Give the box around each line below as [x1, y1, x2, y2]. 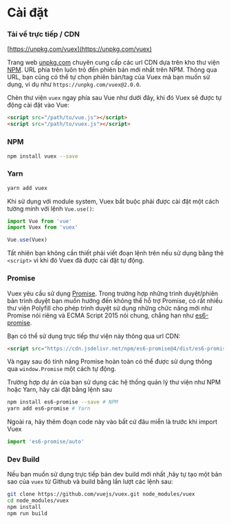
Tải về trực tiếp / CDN [7, 30, 80, 39]
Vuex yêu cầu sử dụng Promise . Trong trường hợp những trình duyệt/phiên [7, 289, 219, 297]
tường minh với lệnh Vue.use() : [7, 205, 94, 213]
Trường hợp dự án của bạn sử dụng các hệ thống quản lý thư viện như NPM [7, 378, 221, 386]
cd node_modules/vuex [7, 497, 69, 504]
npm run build [7, 510, 48, 517]
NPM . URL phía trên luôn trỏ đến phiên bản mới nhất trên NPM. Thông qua [7, 65, 218, 74]
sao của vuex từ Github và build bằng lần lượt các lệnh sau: [7, 477, 173, 486]
